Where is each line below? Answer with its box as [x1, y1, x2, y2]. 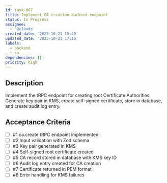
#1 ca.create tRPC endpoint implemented [12, 131, 99, 138]
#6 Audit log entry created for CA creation [12, 161, 101, 167]
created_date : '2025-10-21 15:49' [5, 31, 79, 36]
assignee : [5, 21, 26, 27]
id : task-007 [5, 7, 33, 13]
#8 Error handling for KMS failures [12, 172, 85, 178]
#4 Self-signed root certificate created [12, 149, 94, 155]
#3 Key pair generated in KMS [12, 143, 76, 149]
